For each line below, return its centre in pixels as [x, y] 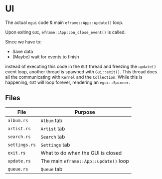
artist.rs [19, 128]
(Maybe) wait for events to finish [46, 57]
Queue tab [52, 169]
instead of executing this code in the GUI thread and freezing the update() [81, 66]
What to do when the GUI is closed [81, 153]
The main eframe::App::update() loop [85, 161]
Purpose [85, 112]
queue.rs [18, 169]
